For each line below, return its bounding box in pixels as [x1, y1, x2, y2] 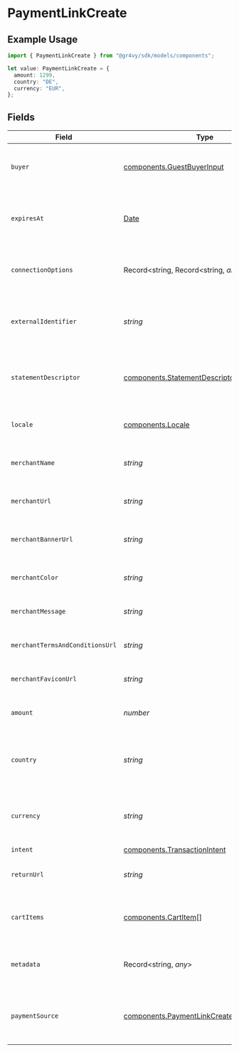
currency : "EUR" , [14, 85, 65, 92]
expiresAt [11, 215, 44, 223]
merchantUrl [11, 497, 52, 506]
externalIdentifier [11, 318, 77, 326]
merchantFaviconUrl [11, 675, 77, 684]
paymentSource [11, 1012, 59, 1020]
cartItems [11, 913, 44, 922]
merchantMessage [11, 607, 66, 616]
